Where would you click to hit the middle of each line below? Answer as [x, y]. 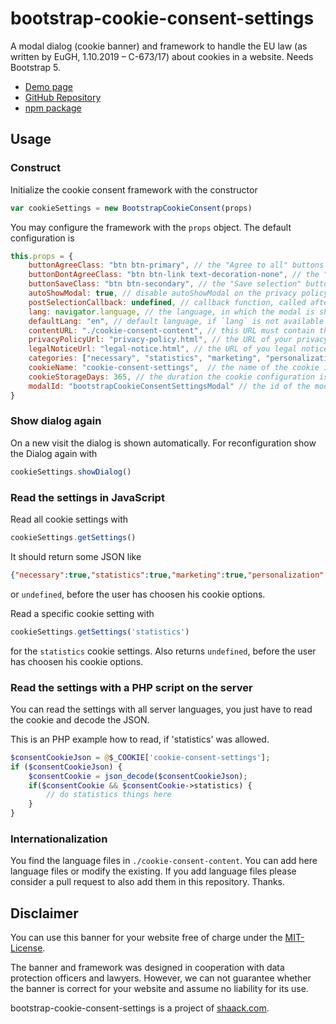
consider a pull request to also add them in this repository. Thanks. [148, 882]
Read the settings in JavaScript [87, 497]
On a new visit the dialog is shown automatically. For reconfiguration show [163, 443]
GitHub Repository [63, 97]
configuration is [42, 238]
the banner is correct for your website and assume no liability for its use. [159, 989]
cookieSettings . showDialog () [71, 472]
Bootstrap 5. [35, 67]
